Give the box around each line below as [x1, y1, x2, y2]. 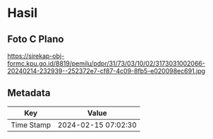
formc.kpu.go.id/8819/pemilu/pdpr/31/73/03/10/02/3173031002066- [7, 59, 206, 68]
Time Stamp [11, 120, 51, 130]
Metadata [7, 87, 51, 99]
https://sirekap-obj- [7, 52, 65, 60]
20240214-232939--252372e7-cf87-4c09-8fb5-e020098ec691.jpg [7, 67, 206, 75]
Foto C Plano [7, 33, 64, 45]
